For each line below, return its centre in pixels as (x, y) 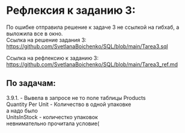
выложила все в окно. (35, 33)
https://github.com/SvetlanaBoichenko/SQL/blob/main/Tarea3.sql (87, 46)
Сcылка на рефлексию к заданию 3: (53, 58)
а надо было (22, 110)
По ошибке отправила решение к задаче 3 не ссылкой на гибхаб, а (93, 27)
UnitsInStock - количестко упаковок (52, 117)
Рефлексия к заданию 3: (71, 11)
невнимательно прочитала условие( (53, 123)
